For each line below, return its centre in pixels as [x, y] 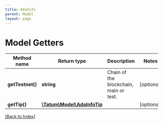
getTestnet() [22, 85]
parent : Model [19, 14]
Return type [72, 61]
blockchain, [121, 85]
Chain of [117, 72]
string [49, 85]
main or [116, 90]
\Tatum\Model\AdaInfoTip [72, 105]
